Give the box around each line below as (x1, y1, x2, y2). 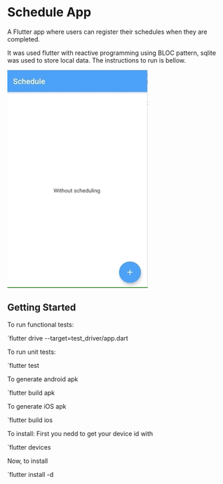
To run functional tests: (7, 320, 74, 329)
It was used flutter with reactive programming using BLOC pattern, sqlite (7, 49, 216, 57)
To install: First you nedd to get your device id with (7, 429, 154, 438)
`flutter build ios (7, 416, 53, 424)
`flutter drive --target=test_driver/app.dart (7, 333, 128, 342)
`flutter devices (7, 442, 51, 451)
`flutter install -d (7, 470, 54, 478)
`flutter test (7, 361, 40, 369)
